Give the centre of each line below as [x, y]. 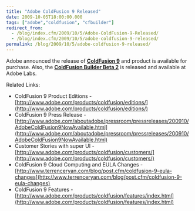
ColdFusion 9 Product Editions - [53, 96]
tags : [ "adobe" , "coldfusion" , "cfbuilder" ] [60, 22]
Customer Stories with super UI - [55, 146]
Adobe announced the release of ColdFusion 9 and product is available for [97, 61]
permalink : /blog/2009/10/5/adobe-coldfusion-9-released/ [78, 45]
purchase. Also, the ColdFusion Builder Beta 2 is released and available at [96, 67]
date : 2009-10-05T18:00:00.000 [44, 17]
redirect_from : [25, 28]
